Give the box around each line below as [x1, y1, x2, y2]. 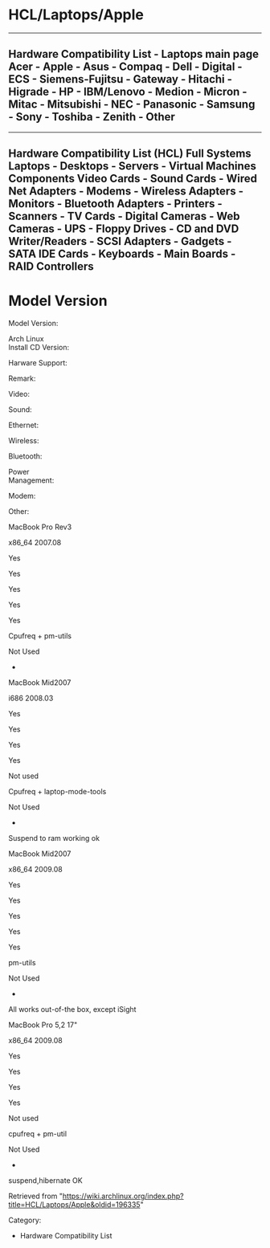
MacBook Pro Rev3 [8, 522, 72, 532]
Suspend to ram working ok [8, 834, 100, 843]
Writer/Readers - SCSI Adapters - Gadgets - [8, 235, 232, 248]
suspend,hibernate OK [8, 1176, 83, 1185]
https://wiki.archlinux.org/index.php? [62, 1191, 184, 1201]
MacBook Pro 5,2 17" [8, 1020, 78, 1030]
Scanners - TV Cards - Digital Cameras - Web [8, 210, 240, 223]
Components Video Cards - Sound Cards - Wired [8, 172, 257, 186]
